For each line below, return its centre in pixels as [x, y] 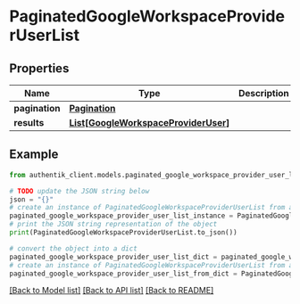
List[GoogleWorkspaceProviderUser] [150, 123]
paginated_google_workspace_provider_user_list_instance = [121, 216]
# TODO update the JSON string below [79, 191]
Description [264, 93]
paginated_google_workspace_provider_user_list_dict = [113, 257]
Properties [39, 68]
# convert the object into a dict [74, 248]
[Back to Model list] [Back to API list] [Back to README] [112, 291]
